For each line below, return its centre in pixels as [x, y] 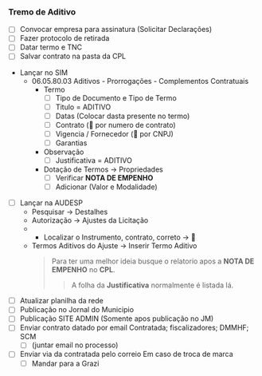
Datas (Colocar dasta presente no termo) [123, 116]
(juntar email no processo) [75, 345]
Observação [64, 152]
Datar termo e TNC [51, 47]
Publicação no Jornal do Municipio [76, 310]
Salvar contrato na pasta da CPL [73, 56]
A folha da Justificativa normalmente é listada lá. [153, 285]
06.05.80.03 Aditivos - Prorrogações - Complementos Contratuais [140, 81]
